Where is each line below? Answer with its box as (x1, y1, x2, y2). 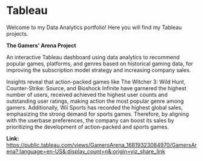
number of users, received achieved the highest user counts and (6, 91, 168, 98)
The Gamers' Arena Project (6, 42, 76, 49)
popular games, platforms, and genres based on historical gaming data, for (6, 60, 193, 67)
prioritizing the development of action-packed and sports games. (6, 123, 169, 130)
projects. (6, 30, 28, 37)
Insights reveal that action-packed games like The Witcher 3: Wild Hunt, (6, 78, 186, 85)
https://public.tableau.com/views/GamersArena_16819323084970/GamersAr (6, 141, 197, 148)
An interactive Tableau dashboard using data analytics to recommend (6, 53, 180, 61)
